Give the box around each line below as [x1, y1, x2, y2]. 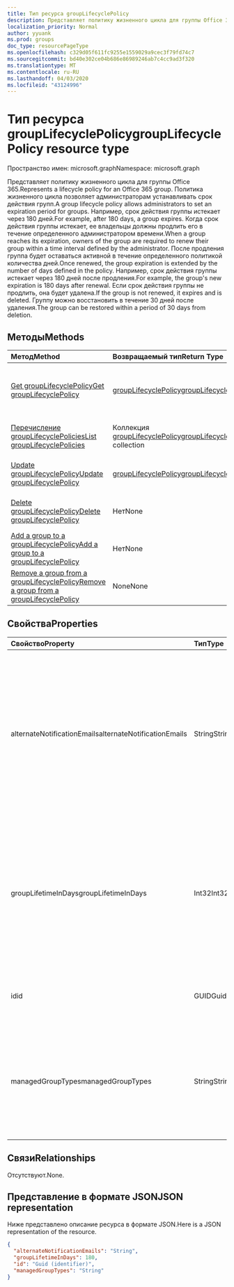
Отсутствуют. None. [7, 1171, 65, 1179]
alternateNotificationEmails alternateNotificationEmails [10, 729, 187, 739]
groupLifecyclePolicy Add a [10, 539, 99, 549]
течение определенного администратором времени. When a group [7, 229, 206, 238]
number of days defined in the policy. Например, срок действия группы [7, 266, 217, 275]
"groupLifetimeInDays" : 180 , [13, 1254, 98, 1261]
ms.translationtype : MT [7, 62, 77, 69]
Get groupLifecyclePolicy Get [10, 381, 104, 390]
